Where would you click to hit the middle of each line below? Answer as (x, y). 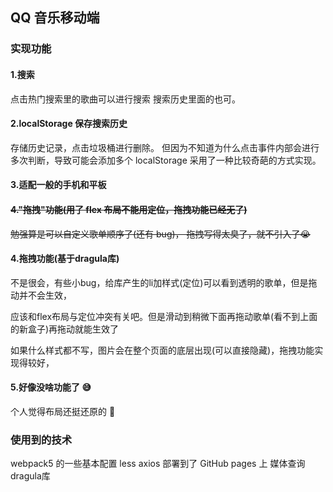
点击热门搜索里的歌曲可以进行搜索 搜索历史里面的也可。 (125, 99)
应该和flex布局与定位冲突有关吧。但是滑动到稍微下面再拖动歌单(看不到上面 (164, 316)
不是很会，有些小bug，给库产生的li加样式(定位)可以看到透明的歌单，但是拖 (164, 282)
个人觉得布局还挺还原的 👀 (63, 411)
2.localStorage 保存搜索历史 (69, 124)
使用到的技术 (41, 440)
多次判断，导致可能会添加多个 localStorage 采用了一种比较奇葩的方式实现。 (166, 160)
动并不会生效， (41, 295)
